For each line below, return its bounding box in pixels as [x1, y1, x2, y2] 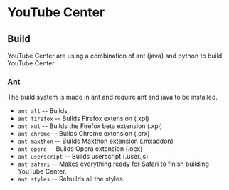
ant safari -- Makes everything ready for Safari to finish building [17, 159, 210, 168]
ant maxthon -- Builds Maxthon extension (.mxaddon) [17, 137, 174, 146]
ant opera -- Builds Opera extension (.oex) [17, 144, 143, 153]
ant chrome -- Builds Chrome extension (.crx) [17, 130, 150, 138]
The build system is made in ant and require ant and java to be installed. [7, 93, 218, 102]
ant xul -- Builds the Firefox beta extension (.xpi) [17, 122, 163, 130]
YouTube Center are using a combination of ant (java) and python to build [7, 51, 223, 60]
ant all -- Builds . [17, 107, 71, 115]
